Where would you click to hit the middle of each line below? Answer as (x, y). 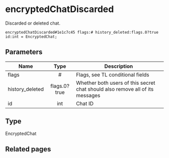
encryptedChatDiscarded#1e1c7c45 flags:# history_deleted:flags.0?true (82, 32)
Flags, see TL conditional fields (113, 75)
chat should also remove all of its (115, 89)
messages (88, 95)
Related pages (28, 149)
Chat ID (85, 103)
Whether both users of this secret (116, 83)
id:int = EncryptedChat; (31, 37)
